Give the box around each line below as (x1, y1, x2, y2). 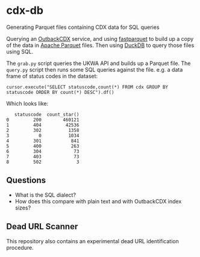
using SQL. (6, 48, 34, 55)
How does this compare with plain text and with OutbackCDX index (14, 197, 182, 205)
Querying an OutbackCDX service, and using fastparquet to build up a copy (6, 35, 194, 42)
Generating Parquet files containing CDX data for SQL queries (6, 23, 160, 31)
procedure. (6, 244, 34, 251)
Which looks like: (6, 100, 49, 107)
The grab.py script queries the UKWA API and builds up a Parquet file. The (6, 60, 191, 67)
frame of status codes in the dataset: (6, 72, 98, 79)
